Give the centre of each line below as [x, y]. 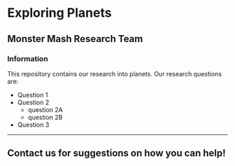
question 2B [45, 117]
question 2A [45, 109]
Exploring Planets [59, 13]
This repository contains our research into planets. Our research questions [115, 74]
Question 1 [33, 95]
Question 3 [33, 125]
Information [28, 59]
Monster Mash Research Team [75, 39]
